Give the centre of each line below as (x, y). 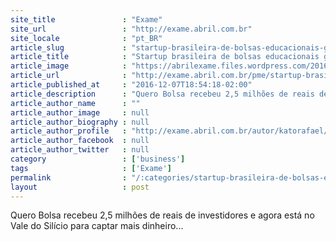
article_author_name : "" (75, 103)
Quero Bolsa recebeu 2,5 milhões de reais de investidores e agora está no (162, 215)
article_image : (69, 66)
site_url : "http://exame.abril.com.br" (131, 29)
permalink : (69, 177)
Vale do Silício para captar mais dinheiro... (97, 226)
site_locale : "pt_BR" (86, 38)
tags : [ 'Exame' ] (91, 168)
